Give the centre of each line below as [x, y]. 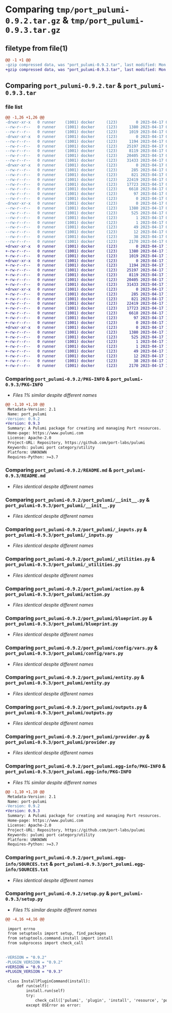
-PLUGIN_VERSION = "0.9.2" [34, 962]
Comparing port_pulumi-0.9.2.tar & [63, 86]
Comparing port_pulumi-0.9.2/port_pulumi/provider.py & [78, 736]
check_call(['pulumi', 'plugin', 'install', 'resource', [97, 1000]
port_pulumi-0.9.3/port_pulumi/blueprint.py [62, 624]
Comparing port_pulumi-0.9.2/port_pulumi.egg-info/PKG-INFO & [85, 766]
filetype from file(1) [37, 48]
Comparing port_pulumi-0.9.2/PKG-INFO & [58, 379]
